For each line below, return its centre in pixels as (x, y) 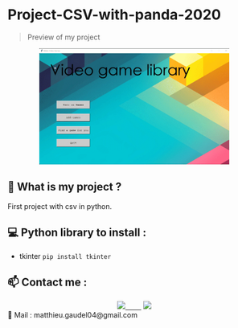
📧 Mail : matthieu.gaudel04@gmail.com (73, 315)
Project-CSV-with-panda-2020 (115, 15)
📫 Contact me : (47, 282)
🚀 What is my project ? (65, 187)
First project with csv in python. (60, 206)
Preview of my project (64, 37)
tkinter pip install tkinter (65, 256)
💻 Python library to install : (77, 233)
